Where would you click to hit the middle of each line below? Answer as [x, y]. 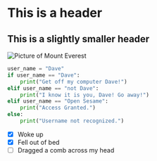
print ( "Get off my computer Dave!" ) [74, 82]
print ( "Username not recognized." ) [72, 121]
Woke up [30, 134]
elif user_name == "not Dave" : [53, 88]
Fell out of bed [38, 142]
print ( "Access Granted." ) [58, 108]
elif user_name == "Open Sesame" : [58, 101]
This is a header [55, 13]
